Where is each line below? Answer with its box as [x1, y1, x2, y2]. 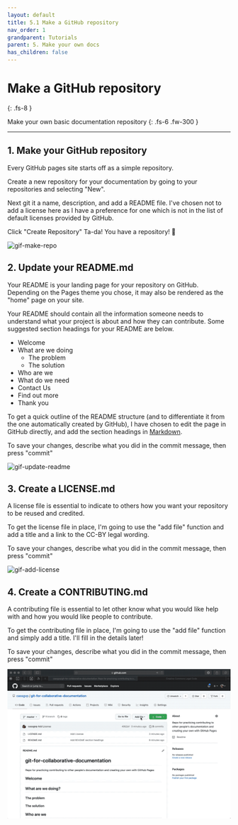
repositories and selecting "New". [7, 184, 106, 193]
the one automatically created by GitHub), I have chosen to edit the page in [7, 419, 227, 428]
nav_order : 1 [7, 26, 46, 33]
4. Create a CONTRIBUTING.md [7, 586, 149, 598]
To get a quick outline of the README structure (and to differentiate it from [7, 412, 225, 421]
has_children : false [7, 49, 69, 56]
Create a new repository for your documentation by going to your [7, 177, 198, 186]
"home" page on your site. [7, 295, 84, 304]
